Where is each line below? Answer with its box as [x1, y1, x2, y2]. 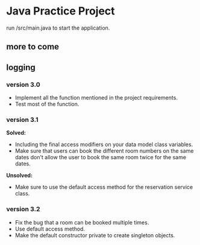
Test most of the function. [14, 101, 80, 108]
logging [6, 62, 36, 72]
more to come [6, 42, 59, 52]
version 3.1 [6, 115, 39, 124]
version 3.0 [6, 80, 40, 89]
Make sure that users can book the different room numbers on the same [14, 147, 194, 154]
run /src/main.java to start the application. [6, 24, 110, 31]
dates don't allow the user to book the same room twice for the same [14, 154, 187, 161]
